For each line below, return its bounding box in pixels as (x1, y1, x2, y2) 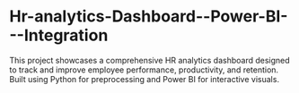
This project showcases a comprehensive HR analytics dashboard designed (9, 55, 290, 65)
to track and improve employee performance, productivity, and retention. (9, 64, 279, 75)
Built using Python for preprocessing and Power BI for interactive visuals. (9, 73, 280, 84)
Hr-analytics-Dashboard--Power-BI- (9, 6, 288, 27)
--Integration (9, 25, 109, 46)
